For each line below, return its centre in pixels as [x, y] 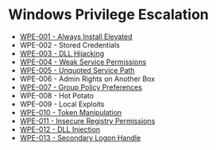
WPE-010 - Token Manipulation [71, 112]
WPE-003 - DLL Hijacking [62, 53]
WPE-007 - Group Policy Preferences [81, 87]
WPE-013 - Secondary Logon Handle [80, 137]
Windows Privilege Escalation [108, 15]
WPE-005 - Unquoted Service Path [77, 70]
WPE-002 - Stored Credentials [70, 44]
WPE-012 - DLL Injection [60, 129]
